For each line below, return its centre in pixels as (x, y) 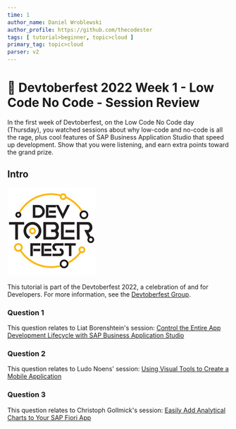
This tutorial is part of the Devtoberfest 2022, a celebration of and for (108, 287)
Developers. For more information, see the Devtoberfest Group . (99, 294)
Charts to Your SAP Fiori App (49, 417)
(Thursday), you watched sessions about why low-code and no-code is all (115, 130)
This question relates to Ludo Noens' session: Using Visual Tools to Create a (118, 369)
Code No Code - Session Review (104, 103)
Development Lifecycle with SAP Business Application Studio (96, 335)
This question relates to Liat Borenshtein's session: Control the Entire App (114, 328)
